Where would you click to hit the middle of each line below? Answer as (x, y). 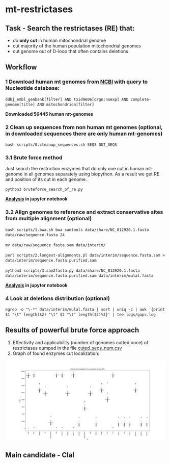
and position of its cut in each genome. (46, 179)
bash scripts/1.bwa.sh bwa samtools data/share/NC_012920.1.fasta (77, 230)
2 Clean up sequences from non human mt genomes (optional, (84, 127)
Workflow (21, 67)
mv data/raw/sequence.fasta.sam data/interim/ (55, 245)
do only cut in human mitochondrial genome (59, 40)
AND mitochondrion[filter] (66, 105)
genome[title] (20, 105)
